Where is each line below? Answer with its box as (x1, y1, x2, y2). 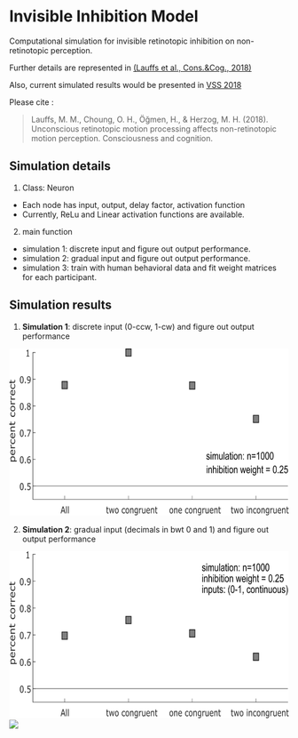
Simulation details (9, 158, 111, 174)
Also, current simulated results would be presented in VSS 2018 (9, 79, 242, 90)
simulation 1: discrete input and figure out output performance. (21, 243, 251, 254)
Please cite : (9, 96, 54, 108)
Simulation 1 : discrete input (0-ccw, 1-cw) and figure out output (21, 321, 255, 332)
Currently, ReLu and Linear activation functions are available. (21, 209, 246, 220)
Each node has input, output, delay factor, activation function (21, 199, 246, 210)
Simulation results (9, 298, 113, 313)
